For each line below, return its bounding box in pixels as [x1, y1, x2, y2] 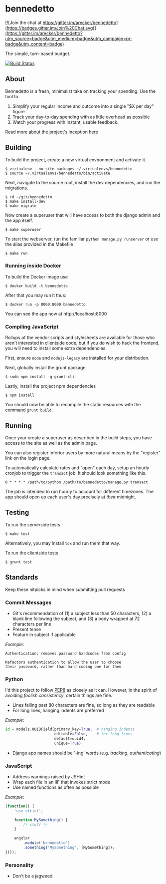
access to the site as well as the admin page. [5, 440, 97, 446]
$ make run [5, 251, 28, 256]
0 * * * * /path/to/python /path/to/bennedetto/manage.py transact [5, 479, 149, 485]
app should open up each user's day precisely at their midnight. [5, 494, 136, 500]
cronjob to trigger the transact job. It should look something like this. [5, 470, 147, 476]
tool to [5, 93, 18, 99]
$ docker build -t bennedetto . [5, 283, 72, 288]
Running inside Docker [5, 262, 61, 269]
